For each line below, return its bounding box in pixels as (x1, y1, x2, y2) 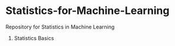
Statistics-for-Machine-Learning (5, 4, 170, 17)
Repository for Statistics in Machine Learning (5, 23, 115, 30)
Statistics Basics (14, 34, 54, 41)
